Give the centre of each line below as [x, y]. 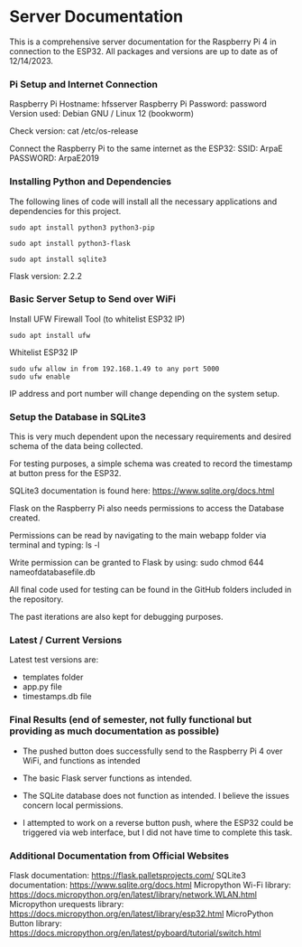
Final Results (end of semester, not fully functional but [131, 720]
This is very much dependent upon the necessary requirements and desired [150, 436]
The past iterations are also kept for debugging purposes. [116, 617]
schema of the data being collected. [76, 446]
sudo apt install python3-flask [70, 243]
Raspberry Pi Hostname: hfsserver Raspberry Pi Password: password [138, 104]
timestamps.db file [57, 697]
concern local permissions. [73, 805]
